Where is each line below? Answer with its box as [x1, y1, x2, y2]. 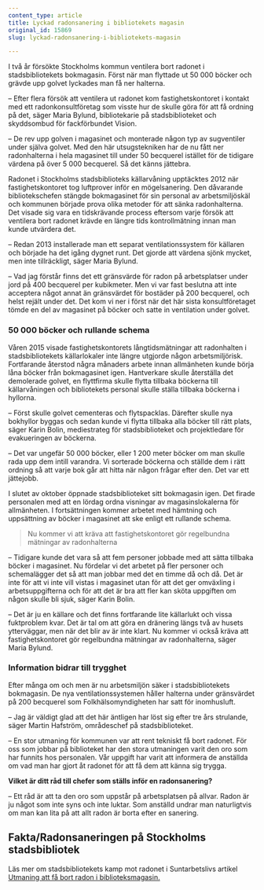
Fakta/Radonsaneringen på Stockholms [8, 831, 207, 844]
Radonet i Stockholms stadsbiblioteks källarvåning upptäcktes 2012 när [8, 175, 239, 184]
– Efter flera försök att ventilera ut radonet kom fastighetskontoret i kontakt [8, 94, 250, 103]
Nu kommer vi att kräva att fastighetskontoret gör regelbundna [27, 528, 230, 539]
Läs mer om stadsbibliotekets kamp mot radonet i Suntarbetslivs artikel [8, 864, 238, 873]
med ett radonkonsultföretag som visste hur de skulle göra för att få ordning [8, 102, 254, 112]
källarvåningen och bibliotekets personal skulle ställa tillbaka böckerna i [8, 384, 240, 394]
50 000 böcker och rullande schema [8, 325, 150, 336]
